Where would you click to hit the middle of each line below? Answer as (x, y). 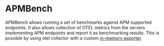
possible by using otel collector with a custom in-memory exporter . (74, 38)
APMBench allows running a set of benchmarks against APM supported (79, 22)
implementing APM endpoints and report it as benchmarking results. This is (82, 33)
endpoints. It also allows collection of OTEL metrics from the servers (75, 27)
